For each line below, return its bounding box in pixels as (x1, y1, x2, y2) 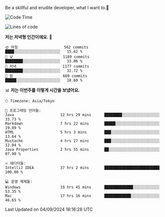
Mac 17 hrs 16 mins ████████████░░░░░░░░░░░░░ (5, 193, 160, 198)
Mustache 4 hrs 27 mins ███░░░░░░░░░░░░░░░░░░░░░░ (5, 138, 160, 143)
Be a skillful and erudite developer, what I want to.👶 (5, 5, 109, 10)
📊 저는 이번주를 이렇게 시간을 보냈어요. (5, 87, 80, 93)
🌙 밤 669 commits (5, 74, 88, 79)
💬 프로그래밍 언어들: (5, 108, 41, 113)
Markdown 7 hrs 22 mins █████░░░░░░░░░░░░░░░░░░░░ (5, 121, 160, 126)
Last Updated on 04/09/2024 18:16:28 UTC (5, 207, 93, 212)
